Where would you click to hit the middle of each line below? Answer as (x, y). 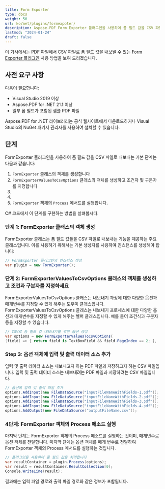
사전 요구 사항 (25, 75)
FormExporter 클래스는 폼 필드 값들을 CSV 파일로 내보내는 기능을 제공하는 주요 (81, 239)
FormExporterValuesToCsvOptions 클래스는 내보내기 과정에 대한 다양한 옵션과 (81, 297)
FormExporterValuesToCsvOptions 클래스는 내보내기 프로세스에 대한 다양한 (79, 310)
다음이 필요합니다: (22, 88)
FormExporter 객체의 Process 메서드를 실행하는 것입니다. (61, 448)
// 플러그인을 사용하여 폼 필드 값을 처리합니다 (46, 457)
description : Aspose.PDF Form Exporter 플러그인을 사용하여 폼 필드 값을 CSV (79, 28)
